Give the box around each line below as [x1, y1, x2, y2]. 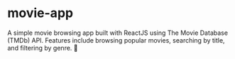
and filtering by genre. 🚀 [7, 43, 78, 52]
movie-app [7, 5, 73, 21]
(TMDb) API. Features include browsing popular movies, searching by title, [7, 36, 225, 44]
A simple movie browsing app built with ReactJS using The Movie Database [7, 28, 229, 37]
